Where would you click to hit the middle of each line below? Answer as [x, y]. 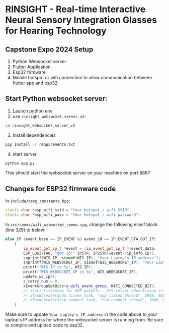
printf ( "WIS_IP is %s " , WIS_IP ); [58, 267]
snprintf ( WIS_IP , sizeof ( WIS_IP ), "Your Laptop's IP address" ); [92, 258]
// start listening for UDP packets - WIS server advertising [90, 291]
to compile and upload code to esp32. [45, 325]
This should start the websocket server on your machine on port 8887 [78, 173]
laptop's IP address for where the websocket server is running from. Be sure [84, 320]
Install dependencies [34, 135]
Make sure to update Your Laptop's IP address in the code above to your [81, 314]
